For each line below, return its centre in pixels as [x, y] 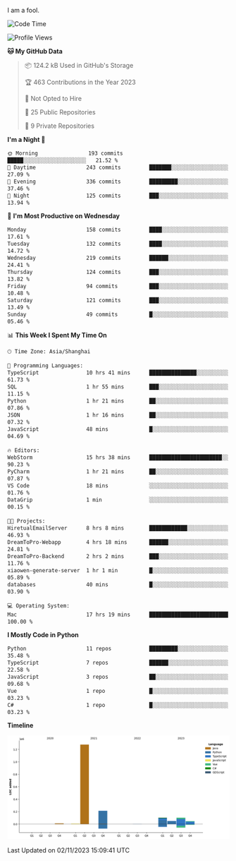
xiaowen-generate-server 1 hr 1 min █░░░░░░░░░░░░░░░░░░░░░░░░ [118, 571]
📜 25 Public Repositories [60, 112]
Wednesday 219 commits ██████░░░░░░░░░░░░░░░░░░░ [118, 258]
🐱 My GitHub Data [35, 51]
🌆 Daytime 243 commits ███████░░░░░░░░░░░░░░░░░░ [118, 167]
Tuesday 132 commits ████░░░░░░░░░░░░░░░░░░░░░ [118, 244]
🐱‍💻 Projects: [26, 521]
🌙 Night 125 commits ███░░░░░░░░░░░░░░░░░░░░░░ [118, 196]
